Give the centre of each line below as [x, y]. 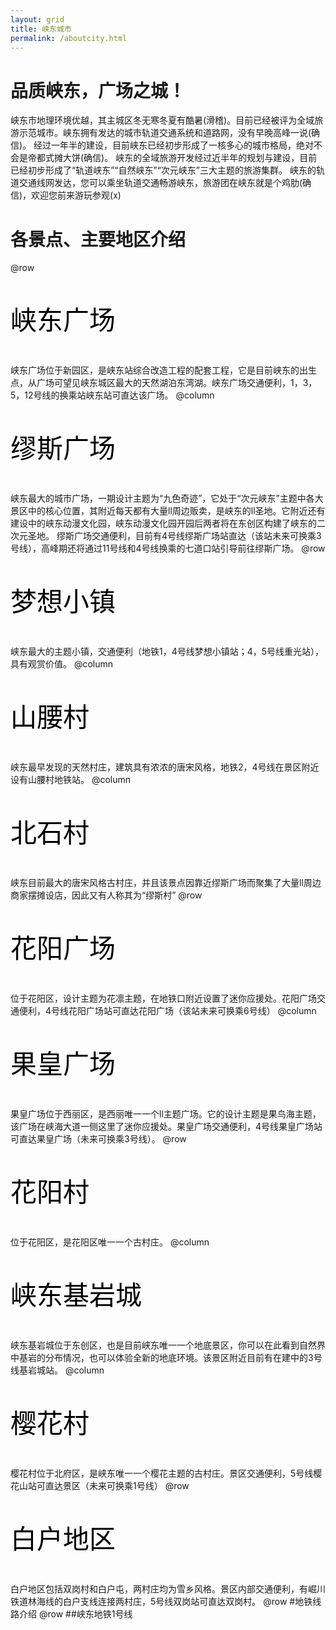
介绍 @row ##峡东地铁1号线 [75, 1614]
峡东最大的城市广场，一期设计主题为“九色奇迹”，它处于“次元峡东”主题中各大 [167, 498]
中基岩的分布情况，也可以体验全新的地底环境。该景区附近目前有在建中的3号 [166, 1358]
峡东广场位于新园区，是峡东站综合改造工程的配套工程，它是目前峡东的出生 [163, 370]
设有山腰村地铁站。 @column [71, 780]
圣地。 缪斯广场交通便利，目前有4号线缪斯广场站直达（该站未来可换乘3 [174, 536]
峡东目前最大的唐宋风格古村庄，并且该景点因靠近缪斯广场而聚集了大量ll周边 [166, 883]
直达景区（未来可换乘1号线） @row [117, 1486]
